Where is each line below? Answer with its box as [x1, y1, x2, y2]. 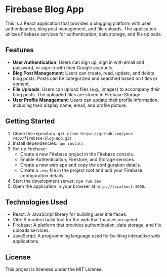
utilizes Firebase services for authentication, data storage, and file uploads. [5, 31, 162, 37]
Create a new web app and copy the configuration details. [20, 162, 142, 168]
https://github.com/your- [80, 131, 135, 136]
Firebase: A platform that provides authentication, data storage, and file [12, 222, 162, 228]
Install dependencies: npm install [12, 140, 83, 146]
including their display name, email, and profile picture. [12, 102, 128, 108]
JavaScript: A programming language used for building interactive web [12, 233, 160, 239]
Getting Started [5, 117, 55, 126]
